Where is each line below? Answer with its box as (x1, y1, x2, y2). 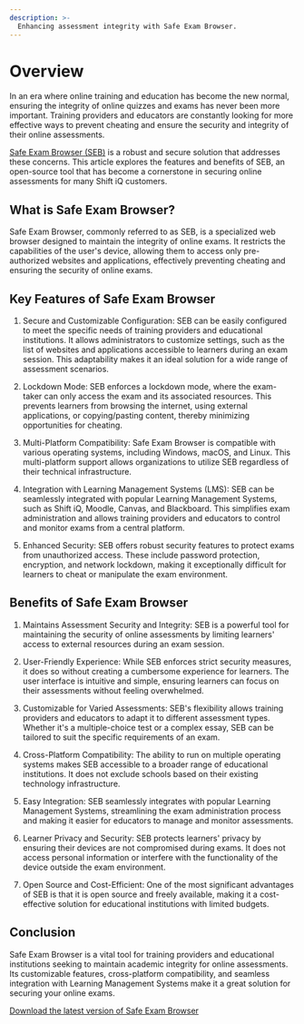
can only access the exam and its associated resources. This (44, 391, 272, 402)
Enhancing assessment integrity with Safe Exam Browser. (17, 22, 238, 31)
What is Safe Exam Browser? (9, 202, 175, 218)
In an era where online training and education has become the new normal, (9, 91, 290, 102)
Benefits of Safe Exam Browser (9, 596, 189, 611)
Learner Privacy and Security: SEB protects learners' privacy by (22, 832, 261, 843)
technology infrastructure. (22, 778, 121, 789)
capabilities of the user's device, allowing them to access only (9, 246, 242, 257)
